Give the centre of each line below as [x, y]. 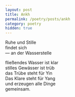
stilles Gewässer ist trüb [30, 68]
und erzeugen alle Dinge [30, 84]
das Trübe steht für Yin [29, 73]
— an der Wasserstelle [28, 53]
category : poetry [23, 24]
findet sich [16, 48]
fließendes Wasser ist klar [32, 63]
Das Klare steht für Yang [30, 79]
